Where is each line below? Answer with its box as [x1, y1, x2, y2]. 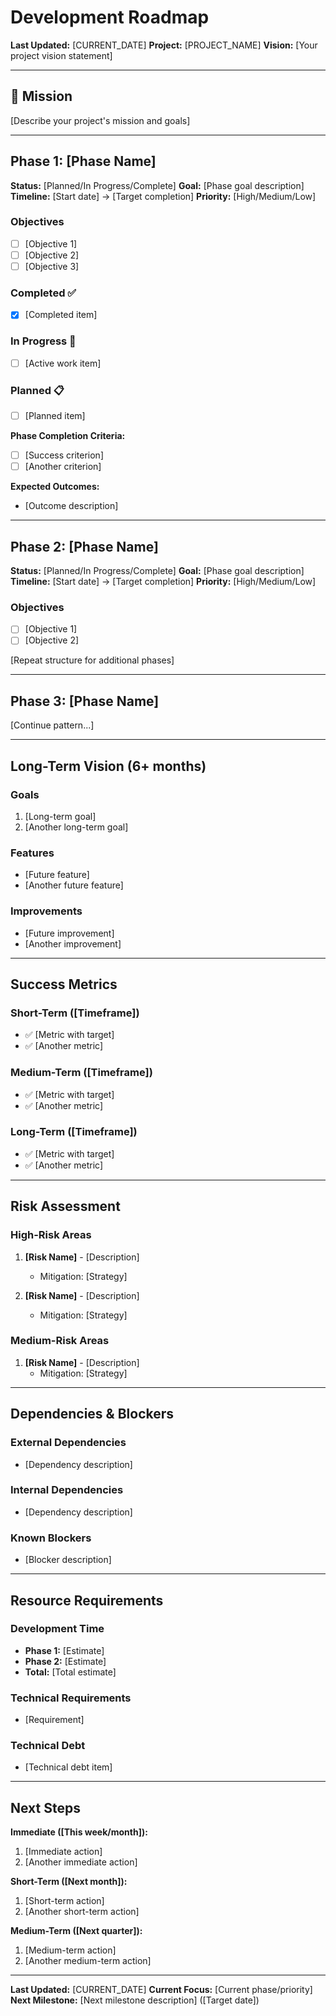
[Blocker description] [24, 1554, 112, 1566]
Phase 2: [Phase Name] [10, 538, 159, 555]
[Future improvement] [24, 927, 115, 939]
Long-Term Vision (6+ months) [10, 757, 207, 775]
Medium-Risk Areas [10, 1334, 110, 1348]
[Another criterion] [24, 461, 102, 473]
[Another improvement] [24, 937, 122, 950]
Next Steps [10, 1799, 81, 1816]
